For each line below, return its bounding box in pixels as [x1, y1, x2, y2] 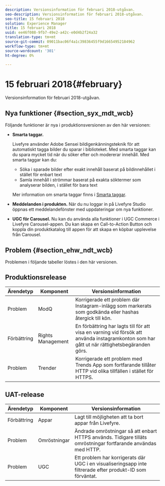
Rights [38, 332, 53, 339]
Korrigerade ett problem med [75, 355, 142, 362]
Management [38, 338, 69, 345]
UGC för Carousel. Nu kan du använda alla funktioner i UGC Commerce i [12, 216, 160, 222]
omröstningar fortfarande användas [74, 440, 157, 447]
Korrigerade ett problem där [75, 296, 140, 303]
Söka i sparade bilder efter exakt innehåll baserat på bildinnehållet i [19, 166, 156, 172]
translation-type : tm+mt [5, 35, 56, 40]
